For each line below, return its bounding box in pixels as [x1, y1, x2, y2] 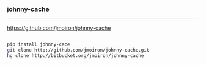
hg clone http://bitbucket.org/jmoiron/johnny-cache [7, 53, 144, 59]
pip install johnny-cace [7, 41, 70, 47]
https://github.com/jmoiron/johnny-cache [7, 24, 111, 32]
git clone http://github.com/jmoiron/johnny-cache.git [7, 47, 150, 53]
